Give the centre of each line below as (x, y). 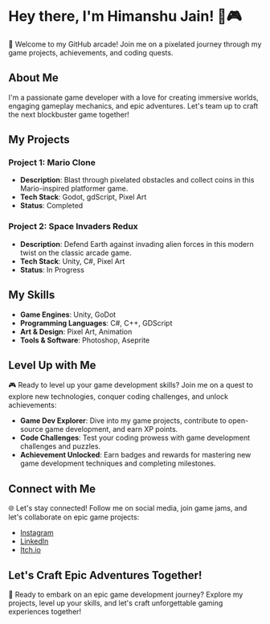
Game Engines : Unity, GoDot (68, 314)
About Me (33, 78)
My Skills (32, 295)
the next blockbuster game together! (69, 114)
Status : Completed (51, 206)
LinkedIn (34, 541)
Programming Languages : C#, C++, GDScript (96, 322)
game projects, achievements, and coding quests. (91, 52)
